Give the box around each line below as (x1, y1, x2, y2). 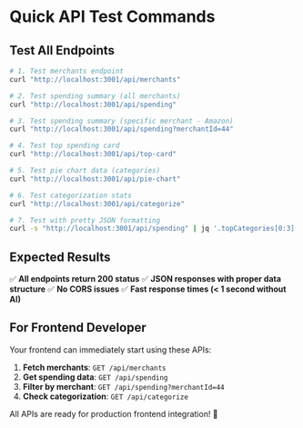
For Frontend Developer (9, 320, 147, 335)
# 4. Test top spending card (9, 141, 120, 151)
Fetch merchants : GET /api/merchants (22, 362, 167, 373)
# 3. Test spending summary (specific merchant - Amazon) (9, 116, 234, 125)
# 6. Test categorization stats (9, 191, 132, 200)
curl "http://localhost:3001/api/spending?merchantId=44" (9, 124, 234, 134)
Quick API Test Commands (9, 6, 216, 27)
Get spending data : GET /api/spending (22, 371, 168, 383)
